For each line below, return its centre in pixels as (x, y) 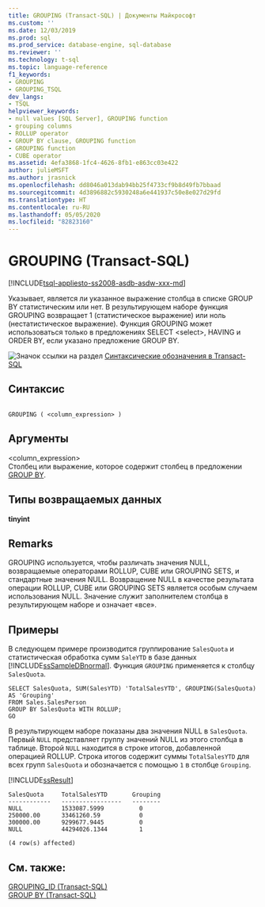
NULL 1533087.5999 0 (76, 809)
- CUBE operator (35, 155)
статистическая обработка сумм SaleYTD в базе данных (102, 657)
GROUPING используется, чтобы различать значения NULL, (109, 563)
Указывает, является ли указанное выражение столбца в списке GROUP (131, 299)
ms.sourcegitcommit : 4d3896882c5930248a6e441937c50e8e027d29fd (115, 192)
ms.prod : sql (30, 38)
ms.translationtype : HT (47, 200)
